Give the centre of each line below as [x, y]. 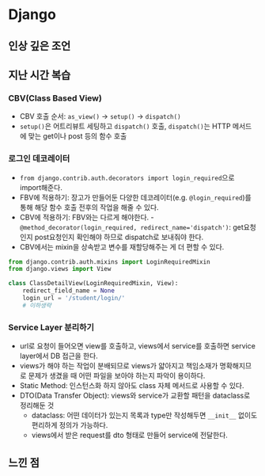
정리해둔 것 [37, 406]
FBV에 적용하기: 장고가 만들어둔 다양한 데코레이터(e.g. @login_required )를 [135, 197]
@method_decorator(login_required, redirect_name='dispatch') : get [131, 227]
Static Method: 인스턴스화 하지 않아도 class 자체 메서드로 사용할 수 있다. [132, 386]
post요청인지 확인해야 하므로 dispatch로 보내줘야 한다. [119, 237]
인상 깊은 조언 [40, 46]
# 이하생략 [37, 305]
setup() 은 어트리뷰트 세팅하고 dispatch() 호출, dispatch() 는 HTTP [125, 126]
